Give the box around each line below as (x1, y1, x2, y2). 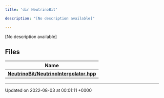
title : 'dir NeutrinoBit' (5, 7, 58, 12)
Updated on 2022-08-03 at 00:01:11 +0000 (5, 87, 92, 93)
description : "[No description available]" (5, 16, 95, 21)
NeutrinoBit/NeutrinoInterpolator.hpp (7, 70, 96, 77)
